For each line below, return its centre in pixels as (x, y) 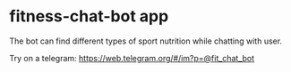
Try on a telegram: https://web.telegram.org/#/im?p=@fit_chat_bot (132, 58)
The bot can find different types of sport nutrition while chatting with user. (146, 41)
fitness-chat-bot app (89, 16)
